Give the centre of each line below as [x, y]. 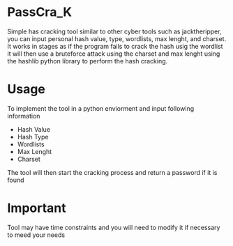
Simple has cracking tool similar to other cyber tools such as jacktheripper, [114, 31]
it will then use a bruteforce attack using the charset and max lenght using [114, 54]
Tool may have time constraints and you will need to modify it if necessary [114, 227]
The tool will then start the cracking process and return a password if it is [112, 172]
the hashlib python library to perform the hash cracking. [88, 61]
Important [37, 208]
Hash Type [33, 137]
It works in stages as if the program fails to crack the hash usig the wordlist [115, 46]
